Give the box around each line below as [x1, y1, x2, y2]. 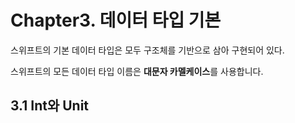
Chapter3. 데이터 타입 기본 [10, 9, 222, 32]
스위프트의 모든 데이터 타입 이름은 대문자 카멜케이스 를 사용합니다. [10, 65, 264, 77]
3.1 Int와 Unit [10, 97, 90, 115]
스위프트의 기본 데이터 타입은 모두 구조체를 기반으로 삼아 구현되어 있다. [10, 44, 285, 56]
